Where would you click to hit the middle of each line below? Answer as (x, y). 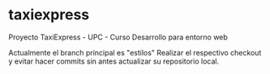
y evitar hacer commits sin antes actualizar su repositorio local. (114, 61)
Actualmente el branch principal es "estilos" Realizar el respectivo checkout (135, 52)
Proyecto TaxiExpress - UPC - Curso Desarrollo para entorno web (118, 37)
